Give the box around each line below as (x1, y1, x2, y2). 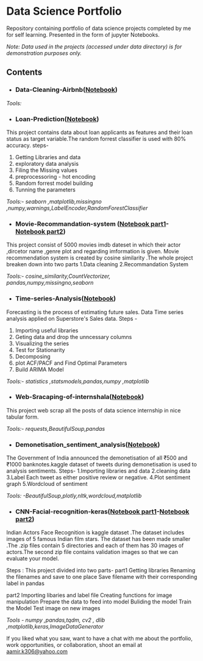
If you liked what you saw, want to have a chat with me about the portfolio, (6, 635, 193, 642)
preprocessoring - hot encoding (15, 173, 96, 180)
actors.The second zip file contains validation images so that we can (6, 548, 179, 556)
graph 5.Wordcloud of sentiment (6, 480, 88, 488)
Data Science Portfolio (6, 4, 122, 18)
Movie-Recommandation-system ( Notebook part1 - (15, 219, 169, 228)
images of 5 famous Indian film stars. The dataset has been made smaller (6, 536, 191, 543)
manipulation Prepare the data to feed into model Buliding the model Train (6, 598, 192, 605)
